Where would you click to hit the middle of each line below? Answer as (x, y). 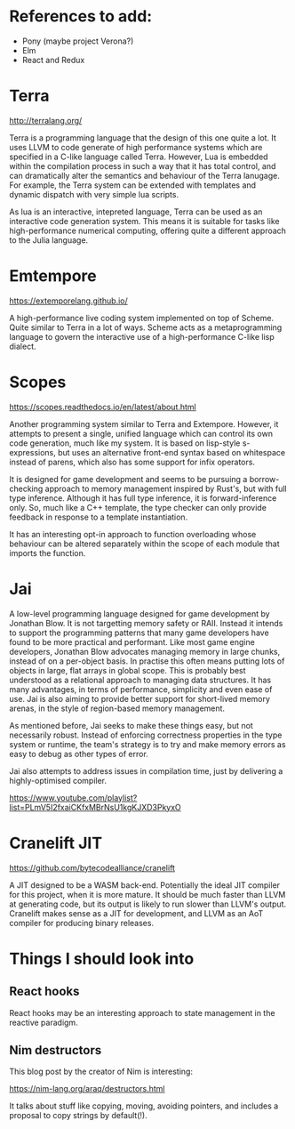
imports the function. (48, 552)
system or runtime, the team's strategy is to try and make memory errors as (147, 744)
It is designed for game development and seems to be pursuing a (128, 479)
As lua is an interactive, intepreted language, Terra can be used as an (136, 212)
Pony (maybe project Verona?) (78, 41)
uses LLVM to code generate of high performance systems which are (136, 147)
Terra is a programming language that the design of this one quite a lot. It (143, 137)
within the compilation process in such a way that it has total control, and (143, 165)
